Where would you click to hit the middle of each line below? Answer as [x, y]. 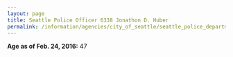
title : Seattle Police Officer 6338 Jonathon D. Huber [88, 20]
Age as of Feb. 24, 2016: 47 [48, 47]
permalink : [23, 26]
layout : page [26, 14]
